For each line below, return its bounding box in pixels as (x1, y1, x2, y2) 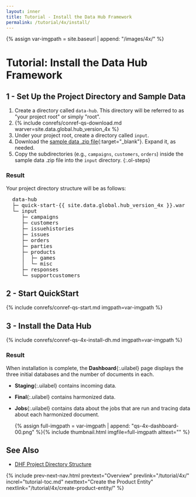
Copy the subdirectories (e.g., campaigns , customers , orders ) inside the (14, 150, 184, 158)
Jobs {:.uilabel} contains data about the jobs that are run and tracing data (14, 405, 191, 412)
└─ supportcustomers (21, 272, 81, 278)
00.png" (14, 428, 35, 436)
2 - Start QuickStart (6, 289, 79, 299)
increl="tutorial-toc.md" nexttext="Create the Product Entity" (6, 478, 154, 485)
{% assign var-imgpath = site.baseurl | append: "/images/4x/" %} (6, 36, 164, 43)
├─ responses (21, 266, 59, 272)
